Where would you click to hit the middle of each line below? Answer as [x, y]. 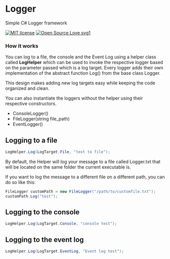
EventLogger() [28, 124]
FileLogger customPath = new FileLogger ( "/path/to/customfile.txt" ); [81, 191]
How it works [22, 46]
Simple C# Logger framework [36, 23]
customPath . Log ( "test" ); [32, 196]
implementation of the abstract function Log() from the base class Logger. [83, 73]
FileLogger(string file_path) [41, 119]
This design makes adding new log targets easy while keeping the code [80, 83]
